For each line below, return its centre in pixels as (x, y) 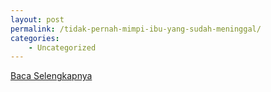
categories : (35, 38)
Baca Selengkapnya (51, 76)
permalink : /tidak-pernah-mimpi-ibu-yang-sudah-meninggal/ (136, 29)
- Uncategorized (62, 47)
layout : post (37, 19)
